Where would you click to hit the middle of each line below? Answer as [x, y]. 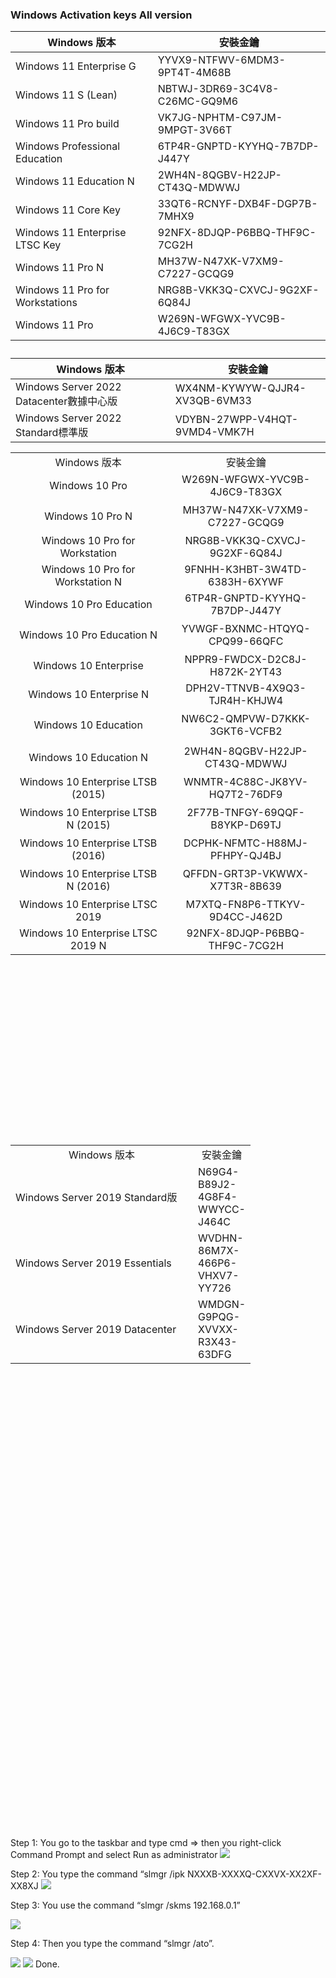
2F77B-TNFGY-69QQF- [245, 813]
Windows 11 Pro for [62, 290]
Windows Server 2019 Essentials [93, 1263]
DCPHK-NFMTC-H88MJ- [246, 843]
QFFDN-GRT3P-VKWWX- [246, 874]
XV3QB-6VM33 [213, 401]
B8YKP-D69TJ [246, 825]
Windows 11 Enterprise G [76, 66]
